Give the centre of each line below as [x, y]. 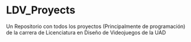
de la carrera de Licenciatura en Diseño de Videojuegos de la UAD [86, 32]
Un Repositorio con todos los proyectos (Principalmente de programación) [96, 26]
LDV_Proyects [41, 10]
